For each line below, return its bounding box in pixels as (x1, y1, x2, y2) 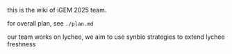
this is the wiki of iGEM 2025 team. (7, 6, 107, 14)
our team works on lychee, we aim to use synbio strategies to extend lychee (7, 33, 225, 41)
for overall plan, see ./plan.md (7, 19, 94, 27)
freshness (7, 40, 36, 48)
